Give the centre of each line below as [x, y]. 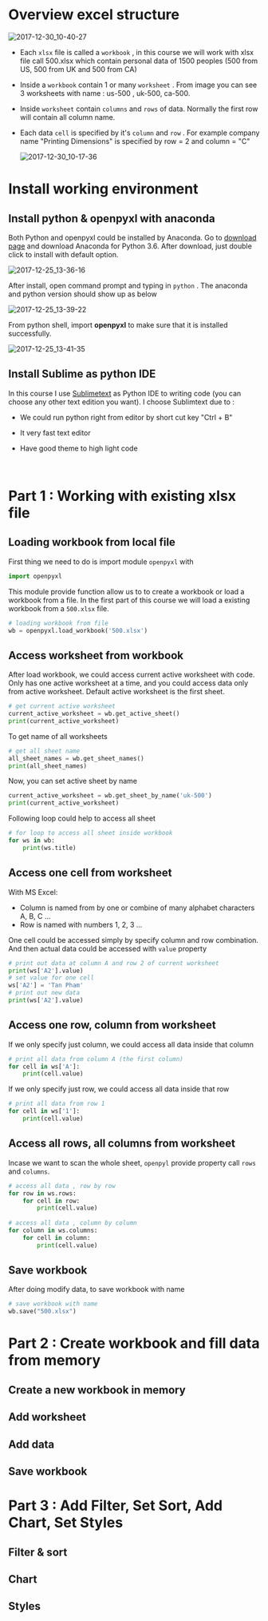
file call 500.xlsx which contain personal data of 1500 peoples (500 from [139, 61]
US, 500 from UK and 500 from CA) [78, 69]
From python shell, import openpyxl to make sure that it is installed [118, 324]
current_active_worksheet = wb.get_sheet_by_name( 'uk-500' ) [110, 796]
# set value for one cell [51, 978]
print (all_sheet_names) [48, 766]
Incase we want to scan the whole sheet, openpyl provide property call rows [132, 1162]
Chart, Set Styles [66, 1523]
